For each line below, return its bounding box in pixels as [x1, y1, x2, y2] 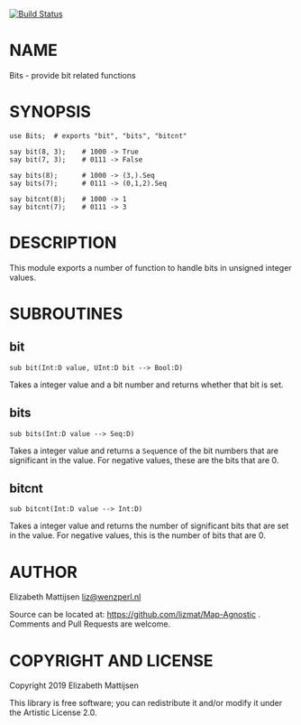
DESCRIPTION [9, 233, 117, 253]
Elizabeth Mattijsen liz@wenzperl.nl [9, 591, 141, 602]
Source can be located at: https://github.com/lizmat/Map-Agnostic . [9, 609, 261, 620]
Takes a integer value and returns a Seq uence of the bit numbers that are [9, 445, 279, 456]
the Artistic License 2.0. [9, 707, 97, 718]
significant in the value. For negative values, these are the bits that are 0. [9, 454, 279, 465]
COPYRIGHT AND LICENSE [9, 650, 214, 671]
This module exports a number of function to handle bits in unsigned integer [9, 262, 292, 273]
